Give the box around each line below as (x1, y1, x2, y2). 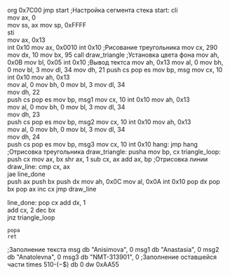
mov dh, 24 (7, 133, 41, 141)
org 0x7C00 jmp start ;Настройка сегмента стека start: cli (7, 6, 178, 14)
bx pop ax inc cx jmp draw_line (7, 185, 97, 193)
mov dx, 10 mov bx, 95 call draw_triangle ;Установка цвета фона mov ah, (7, 51, 219, 59)
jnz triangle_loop (7, 213, 55, 222)
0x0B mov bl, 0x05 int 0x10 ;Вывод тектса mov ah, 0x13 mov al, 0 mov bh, (7, 58, 224, 66)
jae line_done (7, 170, 46, 178)
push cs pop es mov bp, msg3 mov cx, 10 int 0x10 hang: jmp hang (7, 140, 198, 148)
